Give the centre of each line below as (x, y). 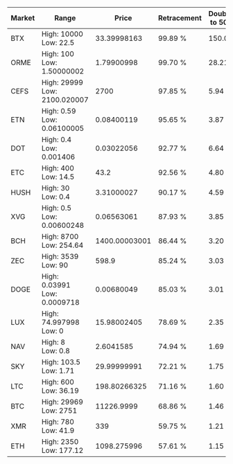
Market (23, 18)
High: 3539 (60, 257)
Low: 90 (55, 265)
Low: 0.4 (56, 197)
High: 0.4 (56, 140)
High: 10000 (62, 34)
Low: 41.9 (58, 430)
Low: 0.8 (56, 351)
